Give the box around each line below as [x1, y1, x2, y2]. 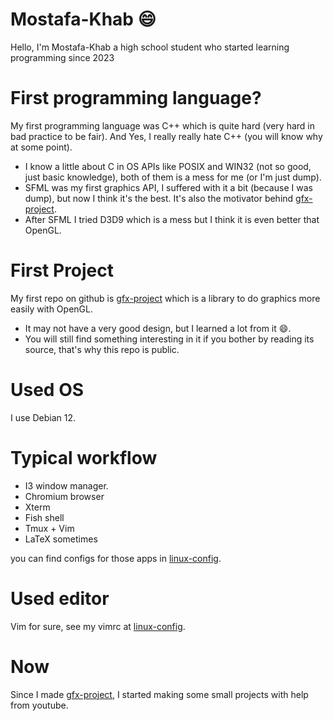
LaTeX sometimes [24, 533, 98, 545]
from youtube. [10, 699, 69, 711]
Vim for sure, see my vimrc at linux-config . [10, 620, 186, 632]
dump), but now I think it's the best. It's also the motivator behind [24, 192, 294, 204]
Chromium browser [24, 490, 105, 502]
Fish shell [24, 511, 65, 523]
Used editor [10, 587, 110, 610]
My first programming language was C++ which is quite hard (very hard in [10, 119, 316, 132]
